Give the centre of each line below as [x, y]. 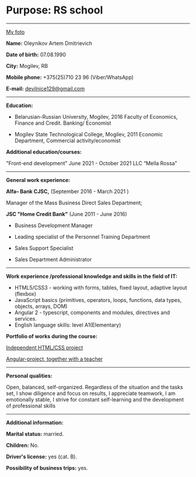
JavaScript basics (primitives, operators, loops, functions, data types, [98, 300]
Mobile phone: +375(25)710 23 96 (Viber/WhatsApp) [70, 77]
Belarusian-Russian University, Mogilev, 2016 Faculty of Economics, [96, 116]
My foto [15, 32]
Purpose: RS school [55, 10]
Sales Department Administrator [53, 259]
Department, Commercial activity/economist [67, 140]
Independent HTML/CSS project [45, 347]
